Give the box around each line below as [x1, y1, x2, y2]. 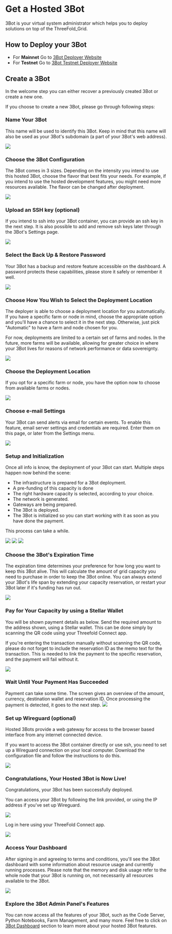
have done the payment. [12, 517, 65, 524]
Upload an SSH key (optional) [5, 207, 80, 214]
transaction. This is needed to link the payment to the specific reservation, [5, 650, 163, 657]
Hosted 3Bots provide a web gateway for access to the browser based [5, 726, 155, 733]
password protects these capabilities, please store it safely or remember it [5, 268, 162, 275]
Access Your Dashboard [5, 844, 67, 851]
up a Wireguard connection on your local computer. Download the [5, 747, 145, 753]
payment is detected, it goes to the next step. [5, 702, 101, 708]
